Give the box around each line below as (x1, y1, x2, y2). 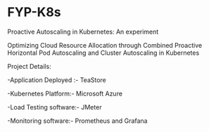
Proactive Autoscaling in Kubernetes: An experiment (7, 27, 159, 36)
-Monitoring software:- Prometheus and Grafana (7, 117, 148, 125)
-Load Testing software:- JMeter (7, 103, 102, 111)
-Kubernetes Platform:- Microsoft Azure (7, 89, 123, 98)
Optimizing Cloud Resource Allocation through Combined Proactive (7, 41, 203, 49)
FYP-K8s (7, 4, 61, 20)
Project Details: (7, 62, 51, 70)
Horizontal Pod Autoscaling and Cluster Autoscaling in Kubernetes (7, 48, 200, 57)
